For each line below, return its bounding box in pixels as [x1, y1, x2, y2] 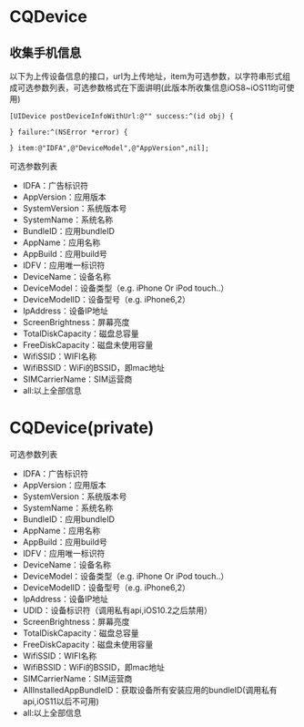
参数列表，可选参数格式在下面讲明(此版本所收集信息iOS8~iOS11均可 [33, 82, 287, 93]
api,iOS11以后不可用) [22, 695, 100, 707]
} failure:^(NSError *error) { [9, 128, 128, 137]
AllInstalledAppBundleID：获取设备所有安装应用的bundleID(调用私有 [22, 684, 278, 695]
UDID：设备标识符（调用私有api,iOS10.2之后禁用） [22, 604, 212, 616]
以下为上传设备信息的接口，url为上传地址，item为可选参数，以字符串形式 [9, 71, 283, 81]
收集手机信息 [9, 45, 82, 60]
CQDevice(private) [9, 417, 155, 438]
